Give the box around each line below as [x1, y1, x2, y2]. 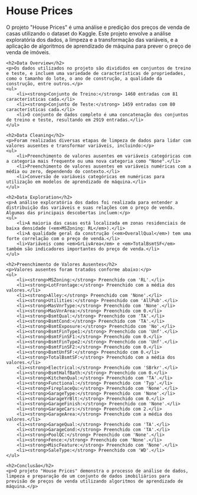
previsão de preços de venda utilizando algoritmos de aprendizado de [6, 478, 183, 484]
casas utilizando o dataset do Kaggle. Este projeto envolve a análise [6, 29, 171, 37]
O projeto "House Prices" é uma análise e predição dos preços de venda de [6, 24, 191, 31]
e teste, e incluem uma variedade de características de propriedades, [6, 70, 186, 76]
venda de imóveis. [6, 48, 51, 55]
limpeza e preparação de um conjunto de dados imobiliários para [6, 473, 170, 479]
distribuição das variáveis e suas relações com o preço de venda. [6, 205, 176, 211]
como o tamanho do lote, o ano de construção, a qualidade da [6, 76, 162, 81]
